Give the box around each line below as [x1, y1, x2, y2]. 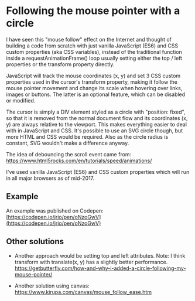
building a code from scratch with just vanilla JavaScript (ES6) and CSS [6, 42, 179, 49]
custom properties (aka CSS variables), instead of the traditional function [6, 48, 183, 55]
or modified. [6, 97, 36, 104]
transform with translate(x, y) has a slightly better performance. [14, 258, 168, 265]
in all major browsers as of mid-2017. [6, 175, 95, 182]
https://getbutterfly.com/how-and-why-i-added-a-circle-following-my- [14, 265, 186, 272]
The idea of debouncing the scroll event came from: [6, 150, 132, 158]
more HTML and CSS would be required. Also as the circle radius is [6, 133, 169, 140]
